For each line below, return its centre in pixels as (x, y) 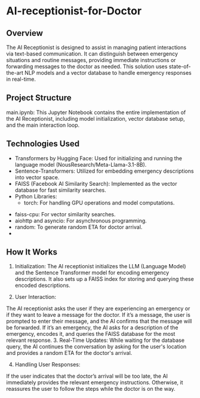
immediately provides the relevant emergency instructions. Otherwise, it (95, 382)
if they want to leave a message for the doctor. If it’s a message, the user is (99, 315)
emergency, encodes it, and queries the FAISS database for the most (91, 334)
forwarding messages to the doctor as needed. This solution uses (87, 66)
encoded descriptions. (42, 286)
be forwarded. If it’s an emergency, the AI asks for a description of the (92, 327)
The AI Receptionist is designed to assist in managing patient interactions (96, 47)
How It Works (32, 252)
